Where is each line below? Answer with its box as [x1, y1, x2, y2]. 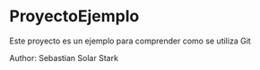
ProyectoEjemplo [9, 6, 140, 27]
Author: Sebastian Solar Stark [9, 52, 119, 63]
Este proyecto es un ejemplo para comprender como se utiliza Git [9, 35, 251, 46]
